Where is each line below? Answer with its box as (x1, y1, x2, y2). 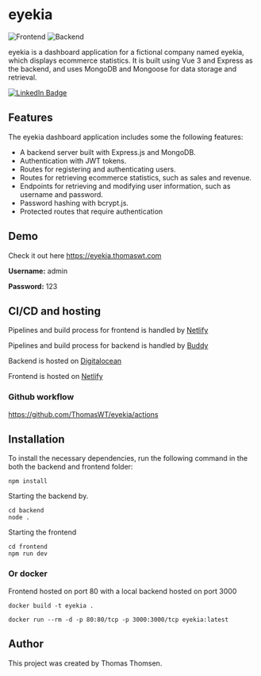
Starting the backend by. (8, 491, 89, 501)
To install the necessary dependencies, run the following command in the (8, 454, 248, 463)
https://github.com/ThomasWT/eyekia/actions (8, 409, 159, 419)
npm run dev (8, 550, 48, 558)
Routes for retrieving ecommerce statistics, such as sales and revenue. (19, 172, 252, 182)
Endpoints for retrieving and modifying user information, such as (19, 181, 232, 191)
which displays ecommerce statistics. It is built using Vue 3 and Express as (8, 56, 253, 65)
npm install (8, 477, 48, 485)
